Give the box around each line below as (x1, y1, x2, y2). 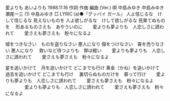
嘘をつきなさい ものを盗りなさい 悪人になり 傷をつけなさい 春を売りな (5, 41, 160, 47)
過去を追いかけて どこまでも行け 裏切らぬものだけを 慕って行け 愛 (5, 71, 161, 77)
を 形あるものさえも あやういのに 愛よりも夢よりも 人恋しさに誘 (5, 24, 160, 30)
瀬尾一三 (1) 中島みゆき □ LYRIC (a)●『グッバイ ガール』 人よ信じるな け (5, 11, 162, 17)
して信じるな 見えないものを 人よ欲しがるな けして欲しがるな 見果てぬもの (5, 17, 165, 23)
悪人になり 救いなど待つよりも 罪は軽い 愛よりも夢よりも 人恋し (11, 48, 165, 53)
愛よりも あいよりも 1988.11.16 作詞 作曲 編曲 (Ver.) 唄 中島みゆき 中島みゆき (5, 5, 164, 10)
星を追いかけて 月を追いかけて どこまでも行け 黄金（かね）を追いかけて (5, 65, 160, 71)
